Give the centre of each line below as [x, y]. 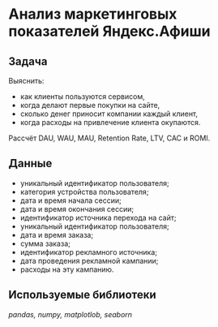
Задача [28, 61]
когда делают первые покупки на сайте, [90, 105]
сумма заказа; [45, 243]
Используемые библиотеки [82, 295]
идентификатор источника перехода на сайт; [98, 217]
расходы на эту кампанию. [67, 269]
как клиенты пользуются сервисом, [82, 97]
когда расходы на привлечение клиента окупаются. [110, 122]
